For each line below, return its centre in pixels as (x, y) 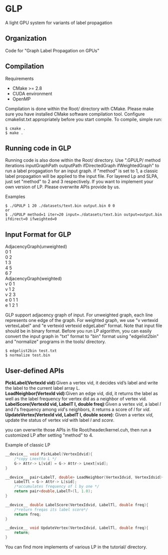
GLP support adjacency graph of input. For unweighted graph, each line (79, 315)
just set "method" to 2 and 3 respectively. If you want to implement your (79, 182)
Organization (26, 38)
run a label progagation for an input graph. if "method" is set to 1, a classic (82, 171)
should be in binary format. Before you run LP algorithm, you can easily (78, 331)
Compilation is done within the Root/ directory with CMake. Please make (79, 108)
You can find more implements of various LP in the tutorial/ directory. (76, 547)
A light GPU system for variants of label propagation (59, 23)
